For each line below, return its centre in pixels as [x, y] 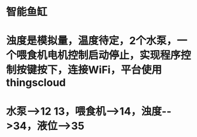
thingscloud [36, 83]
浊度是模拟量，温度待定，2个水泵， [91, 41]
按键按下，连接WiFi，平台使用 [89, 70]
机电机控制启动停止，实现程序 [109, 55]
